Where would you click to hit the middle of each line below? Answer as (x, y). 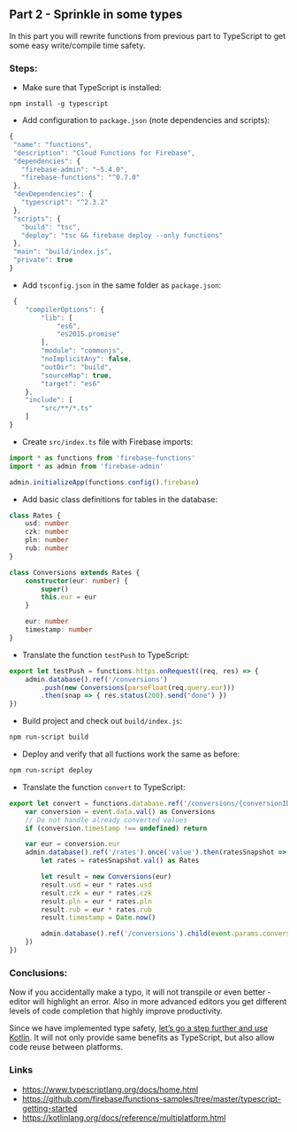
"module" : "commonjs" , (83, 351)
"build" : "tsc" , (51, 227)
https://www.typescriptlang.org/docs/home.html (110, 1089)
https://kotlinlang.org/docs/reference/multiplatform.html (124, 1117)
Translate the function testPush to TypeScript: (106, 655)
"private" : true (43, 260)
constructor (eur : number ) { (76, 581)
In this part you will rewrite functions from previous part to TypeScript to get (147, 35)
